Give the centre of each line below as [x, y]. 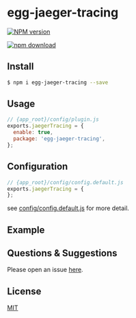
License [24, 291]
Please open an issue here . [45, 270]
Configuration [38, 167]
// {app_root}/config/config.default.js [66, 182]
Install [21, 67]
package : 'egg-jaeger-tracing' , [59, 139]
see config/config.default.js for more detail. [68, 208]
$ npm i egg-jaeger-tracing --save [58, 82]
